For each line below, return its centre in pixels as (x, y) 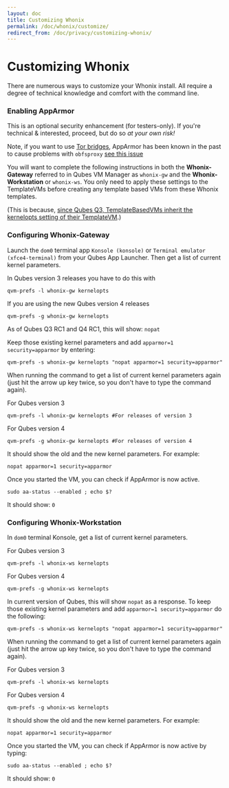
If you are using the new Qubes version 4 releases (78, 303)
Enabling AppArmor (41, 111)
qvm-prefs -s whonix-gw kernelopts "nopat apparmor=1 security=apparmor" (115, 362)
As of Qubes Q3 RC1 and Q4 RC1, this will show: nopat (84, 329)
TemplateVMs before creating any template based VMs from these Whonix (113, 189)
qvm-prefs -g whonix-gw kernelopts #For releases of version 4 (100, 441)
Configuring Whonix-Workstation (64, 522)
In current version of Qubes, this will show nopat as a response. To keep (109, 602)
